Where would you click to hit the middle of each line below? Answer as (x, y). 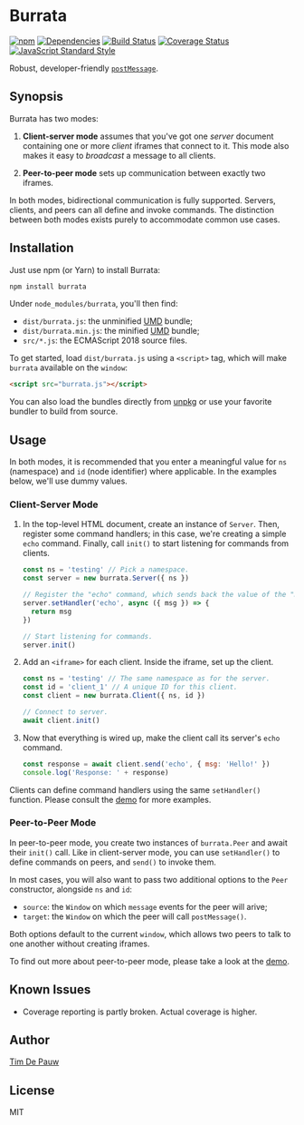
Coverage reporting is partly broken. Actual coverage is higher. (140, 1012)
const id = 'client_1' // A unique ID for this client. (130, 687)
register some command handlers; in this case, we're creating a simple (154, 534)
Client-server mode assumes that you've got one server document (148, 136)
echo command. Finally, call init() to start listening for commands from (156, 543)
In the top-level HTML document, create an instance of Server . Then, (151, 524)
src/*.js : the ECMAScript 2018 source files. (105, 340)
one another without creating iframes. (80, 944)
